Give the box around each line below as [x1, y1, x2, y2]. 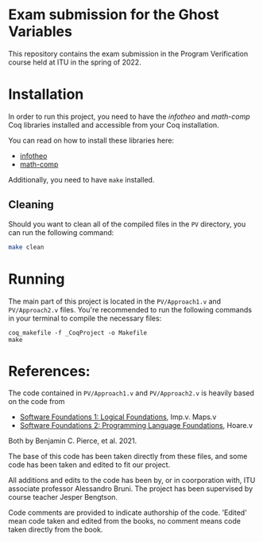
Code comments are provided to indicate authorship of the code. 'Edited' [8, 508, 248, 517]
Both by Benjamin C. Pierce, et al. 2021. [8, 436, 137, 446]
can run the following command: [8, 227, 114, 237]
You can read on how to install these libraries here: [8, 135, 175, 145]
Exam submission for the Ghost [8, 6, 220, 24]
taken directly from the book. [8, 524, 103, 535]
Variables [8, 22, 73, 41]
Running [8, 269, 65, 288]
